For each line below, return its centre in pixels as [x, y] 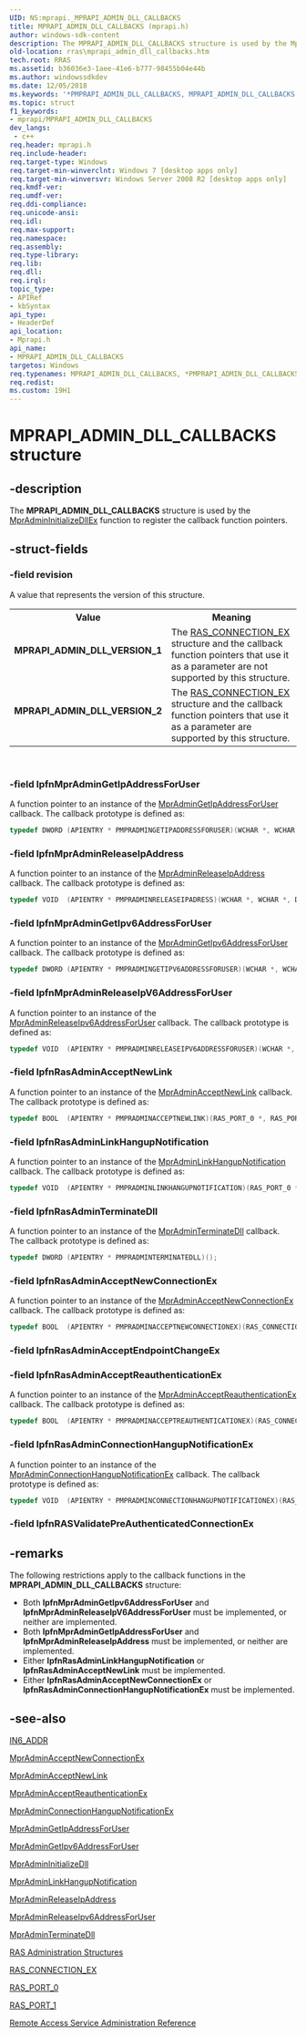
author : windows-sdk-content [65, 35]
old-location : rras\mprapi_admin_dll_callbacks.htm [109, 52]
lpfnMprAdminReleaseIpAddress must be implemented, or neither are [155, 1641]
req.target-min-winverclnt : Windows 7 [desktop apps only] [124, 170]
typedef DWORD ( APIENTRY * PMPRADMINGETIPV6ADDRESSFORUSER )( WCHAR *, [144, 970]
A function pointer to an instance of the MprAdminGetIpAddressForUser [144, 804]
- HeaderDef [32, 323]
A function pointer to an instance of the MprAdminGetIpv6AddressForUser [149, 943]
